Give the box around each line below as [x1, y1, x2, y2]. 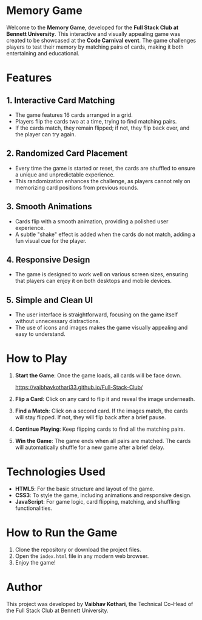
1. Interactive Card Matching [6, 95, 115, 105]
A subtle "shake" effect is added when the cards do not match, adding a [15, 231, 196, 238]
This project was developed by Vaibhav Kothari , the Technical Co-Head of [6, 600, 194, 607]
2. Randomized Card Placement [6, 148, 128, 159]
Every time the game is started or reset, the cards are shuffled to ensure [15, 164, 196, 172]
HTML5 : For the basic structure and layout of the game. [15, 485, 155, 493]
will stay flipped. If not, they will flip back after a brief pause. [15, 414, 166, 421]
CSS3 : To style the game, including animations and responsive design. [15, 492, 192, 499]
